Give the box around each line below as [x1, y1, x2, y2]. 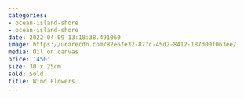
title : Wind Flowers [8, 77, 76, 85]
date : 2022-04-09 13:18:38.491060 [8, 33, 122, 42]
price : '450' [8, 56, 51, 64]
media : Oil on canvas [8, 48, 79, 56]
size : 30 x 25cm [8, 63, 61, 71]
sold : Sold [8, 70, 44, 78]
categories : [8, 11, 47, 20]
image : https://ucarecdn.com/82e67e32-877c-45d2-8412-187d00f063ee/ [8, 41, 237, 49]
